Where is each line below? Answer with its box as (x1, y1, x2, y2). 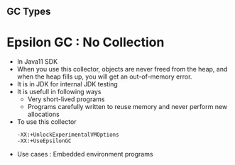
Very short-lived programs (27, 95, 105, 103)
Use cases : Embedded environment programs (16, 150, 153, 159)
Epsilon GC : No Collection (6, 34, 165, 50)
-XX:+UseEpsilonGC (16, 137, 72, 144)
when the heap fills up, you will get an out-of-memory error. (16, 72, 192, 81)
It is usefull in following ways (16, 88, 102, 96)
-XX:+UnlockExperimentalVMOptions (16, 131, 119, 139)
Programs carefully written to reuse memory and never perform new (27, 103, 228, 111)
